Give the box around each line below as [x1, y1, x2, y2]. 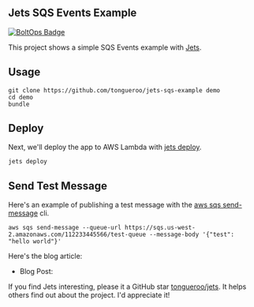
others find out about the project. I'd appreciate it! [8, 290, 170, 300]
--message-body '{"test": [149, 230, 235, 239]
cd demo [8, 93, 34, 101]
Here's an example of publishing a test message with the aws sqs [8, 200, 222, 210]
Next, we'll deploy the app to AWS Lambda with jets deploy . [8, 142, 202, 152]
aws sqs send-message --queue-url [8, 224, 122, 232]
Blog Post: [19, 267, 54, 276]
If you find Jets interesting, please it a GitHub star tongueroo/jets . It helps [8, 282, 247, 291]
